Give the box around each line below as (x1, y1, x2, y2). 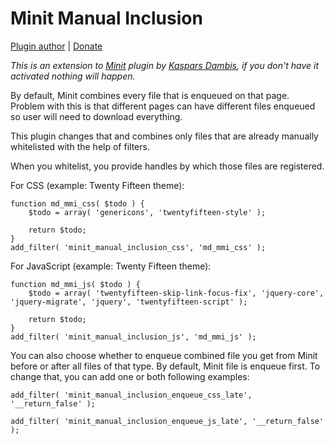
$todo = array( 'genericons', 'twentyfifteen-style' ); (28, 207, 267, 217)
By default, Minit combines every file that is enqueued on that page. (10, 89, 290, 101)
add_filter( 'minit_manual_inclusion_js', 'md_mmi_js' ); (10, 332, 257, 342)
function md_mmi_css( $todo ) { (10, 198, 145, 209)
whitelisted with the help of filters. (10, 140, 150, 152)
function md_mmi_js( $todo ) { (10, 279, 141, 289)
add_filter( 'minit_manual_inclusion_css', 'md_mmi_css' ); (10, 242, 267, 252)
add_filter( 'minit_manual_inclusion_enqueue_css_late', (10, 390, 253, 400)
